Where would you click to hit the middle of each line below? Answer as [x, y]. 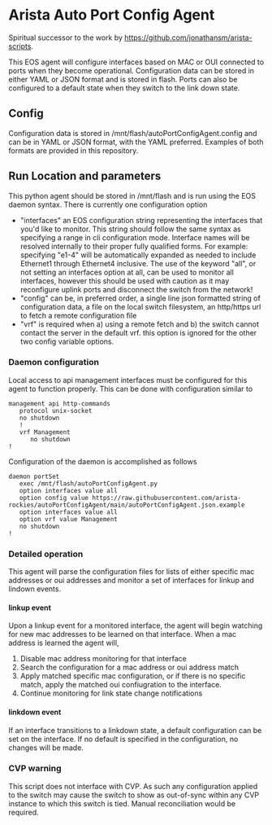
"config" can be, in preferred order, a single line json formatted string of [140, 298]
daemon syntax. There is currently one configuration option [108, 204]
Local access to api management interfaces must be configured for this [128, 380]
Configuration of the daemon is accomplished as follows [103, 461]
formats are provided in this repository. [73, 150]
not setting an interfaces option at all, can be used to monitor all [127, 272]
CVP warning [35, 769]
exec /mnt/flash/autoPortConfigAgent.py [89, 483]
